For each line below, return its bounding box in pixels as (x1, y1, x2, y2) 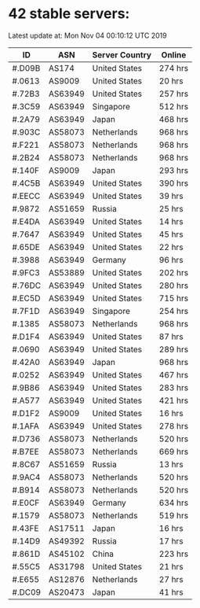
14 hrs (158, 216, 184, 227)
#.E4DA (12, 216, 41, 227)
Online (161, 49, 187, 60)
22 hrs (158, 241, 184, 252)
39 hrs (158, 190, 184, 201)
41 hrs (158, 587, 184, 598)
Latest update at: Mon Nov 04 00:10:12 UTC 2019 (8, 31, 167, 40)
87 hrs (158, 331, 184, 342)
